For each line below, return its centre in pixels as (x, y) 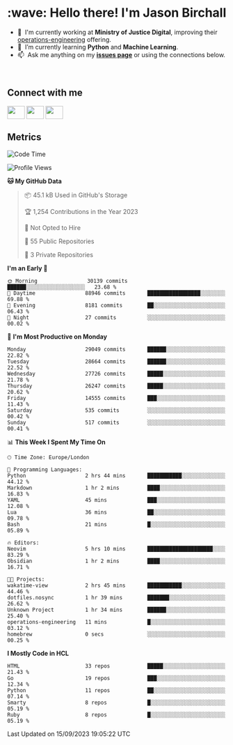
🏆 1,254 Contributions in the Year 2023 (81, 211)
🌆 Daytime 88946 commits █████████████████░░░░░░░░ (116, 293)
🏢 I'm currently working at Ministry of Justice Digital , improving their (117, 32)
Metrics (24, 137)
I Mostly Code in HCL (38, 653)
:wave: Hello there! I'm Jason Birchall (117, 13)
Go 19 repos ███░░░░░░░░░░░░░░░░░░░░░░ (116, 678)
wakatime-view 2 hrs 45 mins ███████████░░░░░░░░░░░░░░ (116, 585)
